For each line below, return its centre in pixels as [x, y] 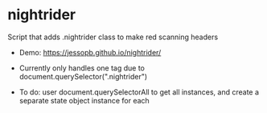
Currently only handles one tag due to [82, 68]
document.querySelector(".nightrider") [83, 76]
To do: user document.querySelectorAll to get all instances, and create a [139, 92]
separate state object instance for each [84, 100]
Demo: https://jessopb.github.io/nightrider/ [90, 52]
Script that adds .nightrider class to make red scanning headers [113, 37]
